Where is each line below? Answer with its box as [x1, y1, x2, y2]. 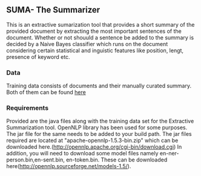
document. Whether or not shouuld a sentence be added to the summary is [6, 33, 194, 41]
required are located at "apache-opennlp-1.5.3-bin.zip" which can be [6, 137, 179, 144]
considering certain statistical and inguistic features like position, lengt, [6, 47, 183, 54]
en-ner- [159, 150, 179, 157]
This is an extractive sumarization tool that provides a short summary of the [6, 21, 195, 28]
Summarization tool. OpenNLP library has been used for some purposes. [6, 124, 188, 131]
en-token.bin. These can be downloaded [65, 156, 168, 163]
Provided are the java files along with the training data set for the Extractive [6, 118, 194, 125]
